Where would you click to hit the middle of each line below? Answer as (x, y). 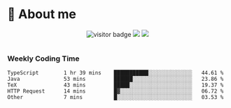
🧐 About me (42, 14)
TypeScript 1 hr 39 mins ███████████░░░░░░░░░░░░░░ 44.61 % (115, 73)
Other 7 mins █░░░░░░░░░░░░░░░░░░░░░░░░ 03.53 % (115, 98)
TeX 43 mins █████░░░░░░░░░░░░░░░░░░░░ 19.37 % (115, 85)
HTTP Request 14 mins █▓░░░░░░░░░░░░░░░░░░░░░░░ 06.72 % (115, 91)
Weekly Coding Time (43, 59)
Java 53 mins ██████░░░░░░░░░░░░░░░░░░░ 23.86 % (115, 79)
